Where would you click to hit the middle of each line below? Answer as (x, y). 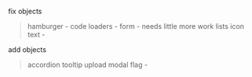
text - (36, 35)
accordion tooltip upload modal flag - (87, 65)
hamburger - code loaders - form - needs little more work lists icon (136, 26)
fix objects (25, 11)
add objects (27, 49)
